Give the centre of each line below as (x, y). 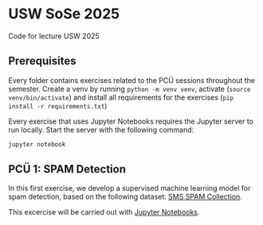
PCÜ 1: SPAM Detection (67, 170)
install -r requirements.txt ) (58, 105)
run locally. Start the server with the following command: (101, 129)
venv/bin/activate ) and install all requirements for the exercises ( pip (121, 97)
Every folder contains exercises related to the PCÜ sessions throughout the (131, 80)
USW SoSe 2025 (64, 14)
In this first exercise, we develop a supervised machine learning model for (130, 188)
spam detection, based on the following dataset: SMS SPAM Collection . (126, 197)
